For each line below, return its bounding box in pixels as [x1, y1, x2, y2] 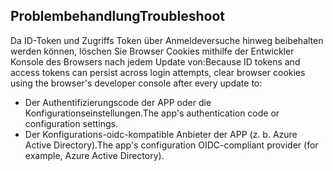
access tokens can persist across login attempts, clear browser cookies [10, 66, 306, 78]
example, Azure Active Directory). [24, 149, 165, 161]
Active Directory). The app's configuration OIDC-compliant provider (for [24, 139, 319, 151]
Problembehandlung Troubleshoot [10, 8, 226, 25]
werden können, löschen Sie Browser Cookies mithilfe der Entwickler [10, 45, 295, 57]
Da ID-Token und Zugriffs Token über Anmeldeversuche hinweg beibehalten [10, 34, 324, 46]
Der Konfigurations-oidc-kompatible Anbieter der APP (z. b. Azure [24, 128, 298, 140]
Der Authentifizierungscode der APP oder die [24, 96, 212, 108]
